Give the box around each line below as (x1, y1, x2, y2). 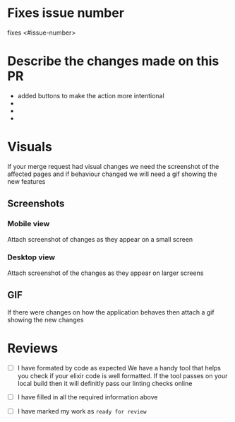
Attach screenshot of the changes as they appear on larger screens (7, 269, 204, 277)
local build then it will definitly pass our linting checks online (17, 379, 193, 387)
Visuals (7, 139, 53, 155)
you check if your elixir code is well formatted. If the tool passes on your (17, 371, 228, 380)
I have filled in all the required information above (17, 392, 158, 401)
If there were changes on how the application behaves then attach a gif (7, 307, 215, 316)
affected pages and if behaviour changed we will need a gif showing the (7, 170, 217, 178)
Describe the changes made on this (7, 53, 219, 69)
